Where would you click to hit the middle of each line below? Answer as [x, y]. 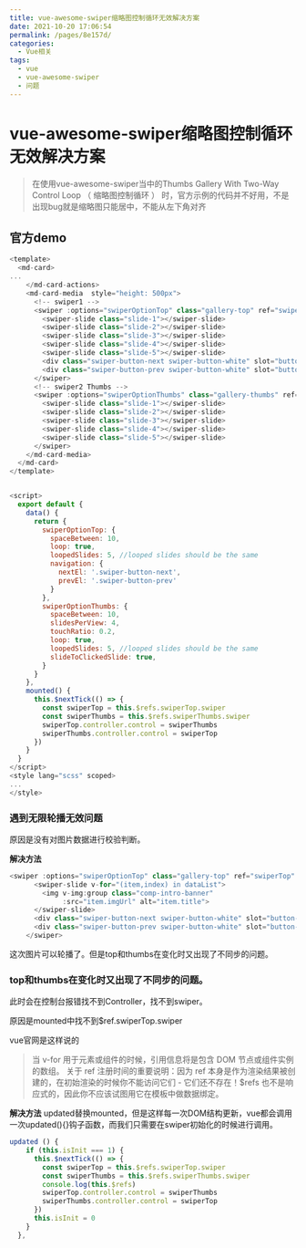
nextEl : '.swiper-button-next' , [119, 572]
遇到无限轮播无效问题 [56, 817]
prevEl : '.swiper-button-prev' [117, 580]
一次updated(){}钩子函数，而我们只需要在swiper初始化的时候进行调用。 [143, 1125]
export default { [51, 504]
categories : [32, 43]
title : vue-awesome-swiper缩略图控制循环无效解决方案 [105, 18]
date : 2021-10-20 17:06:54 [61, 26]
